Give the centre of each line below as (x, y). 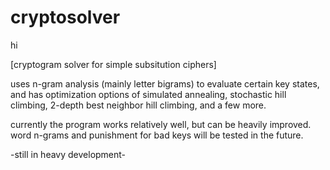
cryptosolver (65, 17)
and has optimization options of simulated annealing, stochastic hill (148, 94)
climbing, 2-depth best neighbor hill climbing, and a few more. (138, 105)
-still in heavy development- (68, 154)
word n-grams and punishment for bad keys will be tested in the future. (157, 135)
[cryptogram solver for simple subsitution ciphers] (113, 64)
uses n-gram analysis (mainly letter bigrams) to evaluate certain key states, (165, 83)
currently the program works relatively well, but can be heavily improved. (161, 124)
